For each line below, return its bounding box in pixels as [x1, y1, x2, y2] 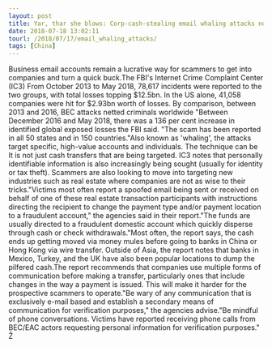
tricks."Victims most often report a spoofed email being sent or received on [8, 185, 259, 195]
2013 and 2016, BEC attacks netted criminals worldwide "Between [8, 107, 228, 118]
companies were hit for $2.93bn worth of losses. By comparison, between [8, 99, 257, 109]
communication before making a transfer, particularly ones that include [8, 271, 245, 281]
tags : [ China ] [8, 42, 57, 50]
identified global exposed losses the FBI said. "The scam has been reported [8, 125, 261, 135]
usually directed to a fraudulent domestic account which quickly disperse [8, 220, 253, 229]
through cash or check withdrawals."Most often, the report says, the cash [8, 228, 254, 238]
